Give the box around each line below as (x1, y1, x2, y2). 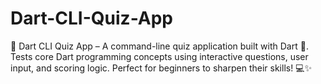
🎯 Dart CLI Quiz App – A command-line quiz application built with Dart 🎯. (10, 40, 309, 52)
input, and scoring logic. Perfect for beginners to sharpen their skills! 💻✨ (10, 62, 313, 74)
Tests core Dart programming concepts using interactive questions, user (10, 50, 309, 62)
